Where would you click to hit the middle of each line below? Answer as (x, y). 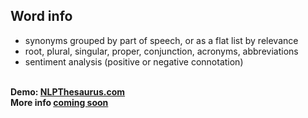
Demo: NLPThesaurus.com (68, 91)
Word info (41, 16)
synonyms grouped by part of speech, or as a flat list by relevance (161, 40)
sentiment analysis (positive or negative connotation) (134, 61)
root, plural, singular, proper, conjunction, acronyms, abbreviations (161, 51)
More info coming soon (59, 102)
